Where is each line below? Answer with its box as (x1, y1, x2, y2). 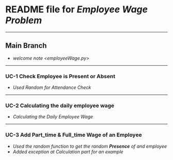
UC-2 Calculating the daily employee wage (5, 102, 115, 109)
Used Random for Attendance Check (12, 84, 91, 91)
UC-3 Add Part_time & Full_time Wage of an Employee (5, 131, 142, 138)
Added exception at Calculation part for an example (12, 148, 124, 155)
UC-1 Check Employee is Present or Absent (5, 73, 116, 80)
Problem (5, 14, 42, 26)
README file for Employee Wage (5, 4, 148, 15)
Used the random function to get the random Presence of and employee (12, 143, 167, 149)
